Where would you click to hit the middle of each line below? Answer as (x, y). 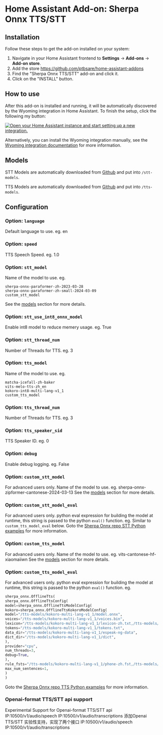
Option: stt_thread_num (33, 340)
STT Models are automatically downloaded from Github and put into (73, 172)
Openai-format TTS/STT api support (49, 700)
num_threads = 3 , (20, 651)
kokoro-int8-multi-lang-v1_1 (34, 391)
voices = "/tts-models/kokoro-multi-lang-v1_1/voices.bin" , (65, 619)
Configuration (27, 207)
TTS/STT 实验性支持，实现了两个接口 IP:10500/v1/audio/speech (69, 722)
